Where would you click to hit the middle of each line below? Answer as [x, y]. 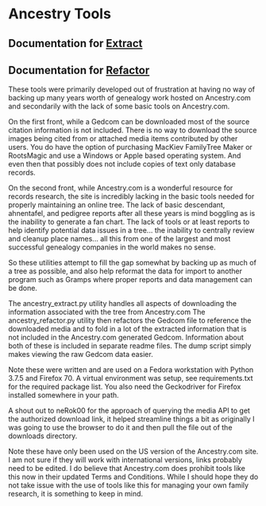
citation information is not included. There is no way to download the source [133, 130]
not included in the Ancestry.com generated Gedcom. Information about [126, 337]
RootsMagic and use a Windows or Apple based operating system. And [125, 155]
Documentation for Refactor [79, 70]
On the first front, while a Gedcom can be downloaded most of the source [129, 122]
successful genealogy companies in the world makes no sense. [112, 247]
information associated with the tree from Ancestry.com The [107, 312]
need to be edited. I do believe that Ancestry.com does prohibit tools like [127, 469]
